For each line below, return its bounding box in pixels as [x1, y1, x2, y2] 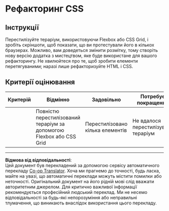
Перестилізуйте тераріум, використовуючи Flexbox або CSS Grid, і [5, 36, 148, 42]
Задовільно [92, 96, 121, 103]
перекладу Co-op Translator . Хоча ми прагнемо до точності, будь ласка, [5, 168, 160, 174]
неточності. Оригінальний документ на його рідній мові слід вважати [5, 178, 154, 184]
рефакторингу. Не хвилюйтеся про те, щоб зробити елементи [5, 58, 138, 64]
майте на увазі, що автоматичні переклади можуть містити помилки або [5, 173, 162, 179]
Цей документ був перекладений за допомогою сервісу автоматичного [5, 162, 160, 168]
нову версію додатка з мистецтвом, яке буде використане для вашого [5, 52, 157, 59]
